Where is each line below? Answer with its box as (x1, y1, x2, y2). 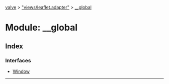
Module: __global (5, 22, 78, 33)
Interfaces (5, 57, 31, 64)
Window (12, 68, 30, 74)
